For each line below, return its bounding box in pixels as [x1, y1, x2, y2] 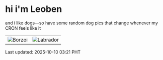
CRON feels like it [5, 25, 41, 31]
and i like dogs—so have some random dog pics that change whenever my [5, 20, 158, 26]
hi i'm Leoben [5, 3, 62, 15]
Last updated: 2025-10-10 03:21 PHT [5, 49, 81, 55]
